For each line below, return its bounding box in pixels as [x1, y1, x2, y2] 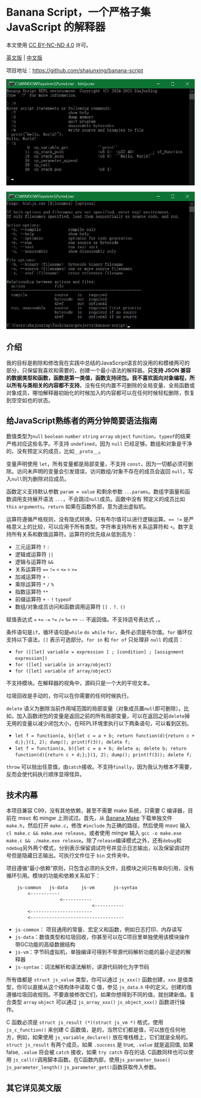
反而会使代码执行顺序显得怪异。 [6, 771, 85, 778]
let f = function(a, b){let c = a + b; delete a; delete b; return [14, 746, 187, 752]
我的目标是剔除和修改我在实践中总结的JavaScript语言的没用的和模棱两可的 [6, 359, 190, 366]
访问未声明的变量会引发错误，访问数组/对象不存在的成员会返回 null [16, 468, 183, 475]
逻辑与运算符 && [14, 558, 54, 565]
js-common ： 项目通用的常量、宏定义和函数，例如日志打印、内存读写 [14, 926, 182, 933]
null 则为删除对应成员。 [11, 475, 70, 482]
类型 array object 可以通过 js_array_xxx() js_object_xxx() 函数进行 [11, 999, 180, 1006]
